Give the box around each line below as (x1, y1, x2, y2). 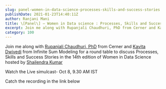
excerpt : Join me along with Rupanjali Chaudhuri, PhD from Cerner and (5, 26, 156, 30)
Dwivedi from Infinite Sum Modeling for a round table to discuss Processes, (5, 49, 159, 55)
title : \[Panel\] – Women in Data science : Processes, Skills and (5, 21, 147, 26)
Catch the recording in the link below (5, 78, 81, 84)
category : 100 (5, 30, 35, 35)
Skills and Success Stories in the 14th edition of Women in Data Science (5, 54, 152, 59)
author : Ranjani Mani (5, 16, 50, 21)
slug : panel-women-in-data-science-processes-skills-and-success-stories (5, 7, 161, 12)
